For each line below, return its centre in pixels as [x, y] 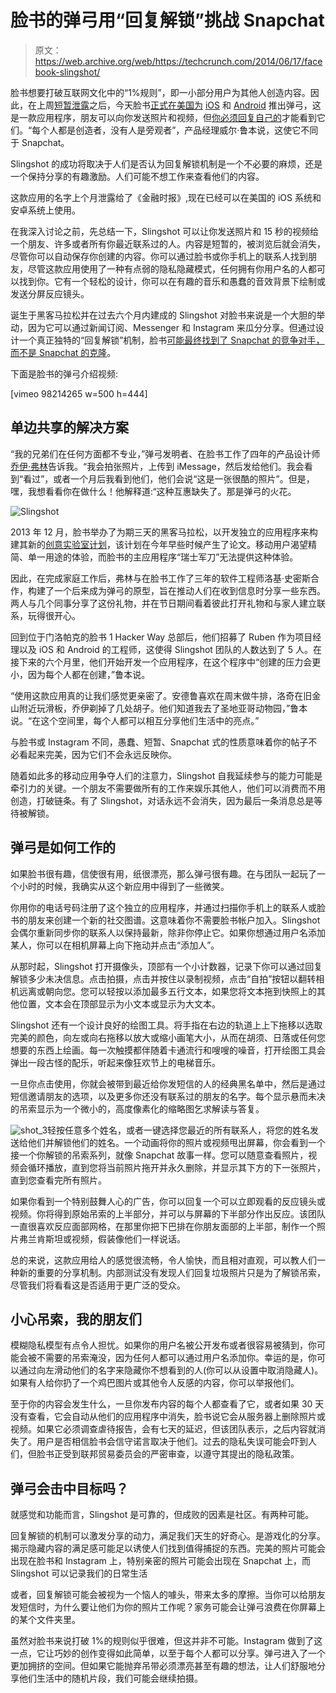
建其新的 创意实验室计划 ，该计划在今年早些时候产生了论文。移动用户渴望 [159, 544]
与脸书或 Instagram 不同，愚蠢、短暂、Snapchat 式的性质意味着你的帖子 [159, 742]
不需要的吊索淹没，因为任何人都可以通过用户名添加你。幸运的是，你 [176, 1358]
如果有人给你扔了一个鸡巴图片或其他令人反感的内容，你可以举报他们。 [155, 1383]
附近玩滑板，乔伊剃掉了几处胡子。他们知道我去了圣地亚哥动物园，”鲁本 [163, 708]
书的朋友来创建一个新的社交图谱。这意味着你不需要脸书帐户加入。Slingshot [165, 920]
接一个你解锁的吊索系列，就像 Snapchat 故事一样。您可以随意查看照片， [159, 1155]
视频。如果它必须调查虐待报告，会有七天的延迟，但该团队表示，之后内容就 [163, 1429]
